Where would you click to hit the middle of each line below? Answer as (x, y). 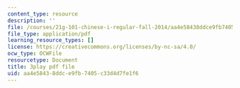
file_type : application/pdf (49, 34)
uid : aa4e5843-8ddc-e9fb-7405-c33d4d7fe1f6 (73, 73)
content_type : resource (43, 14)
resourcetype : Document (43, 60)
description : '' (31, 21)
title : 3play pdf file (41, 67)
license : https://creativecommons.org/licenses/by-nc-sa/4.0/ (102, 47)
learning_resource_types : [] (51, 40)
